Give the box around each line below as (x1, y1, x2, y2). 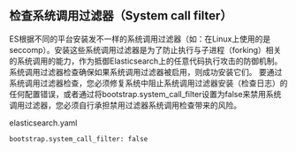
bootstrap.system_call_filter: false (9, 134, 148, 143)
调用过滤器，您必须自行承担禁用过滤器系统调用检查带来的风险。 (9, 100, 241, 110)
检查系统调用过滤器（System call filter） (9, 8, 232, 24)
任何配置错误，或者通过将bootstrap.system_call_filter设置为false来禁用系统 (9, 88, 282, 99)
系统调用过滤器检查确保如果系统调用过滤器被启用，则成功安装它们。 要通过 (9, 66, 283, 77)
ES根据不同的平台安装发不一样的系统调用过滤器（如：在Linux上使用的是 (9, 34, 271, 44)
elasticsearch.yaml (9, 118, 78, 128)
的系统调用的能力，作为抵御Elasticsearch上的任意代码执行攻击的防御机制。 (9, 56, 283, 66)
